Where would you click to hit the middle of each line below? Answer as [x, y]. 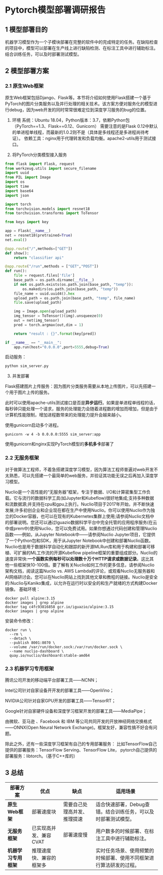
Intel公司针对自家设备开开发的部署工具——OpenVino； [59, 690]
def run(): [16, 271]
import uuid [17, 173]
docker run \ [18, 630]
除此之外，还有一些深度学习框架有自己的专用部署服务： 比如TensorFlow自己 [81, 744]
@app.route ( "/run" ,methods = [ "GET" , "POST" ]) [52, 266]
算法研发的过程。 [120, 865]
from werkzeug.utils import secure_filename [51, 168]
